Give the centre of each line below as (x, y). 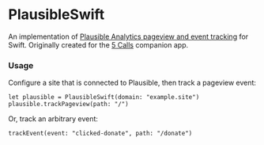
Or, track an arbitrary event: (53, 119)
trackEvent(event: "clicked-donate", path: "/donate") (100, 134)
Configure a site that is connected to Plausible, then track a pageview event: (132, 83)
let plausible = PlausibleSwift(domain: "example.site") (104, 97)
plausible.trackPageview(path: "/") (68, 105)
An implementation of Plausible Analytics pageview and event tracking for (128, 36)
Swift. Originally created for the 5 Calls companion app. (98, 44)
